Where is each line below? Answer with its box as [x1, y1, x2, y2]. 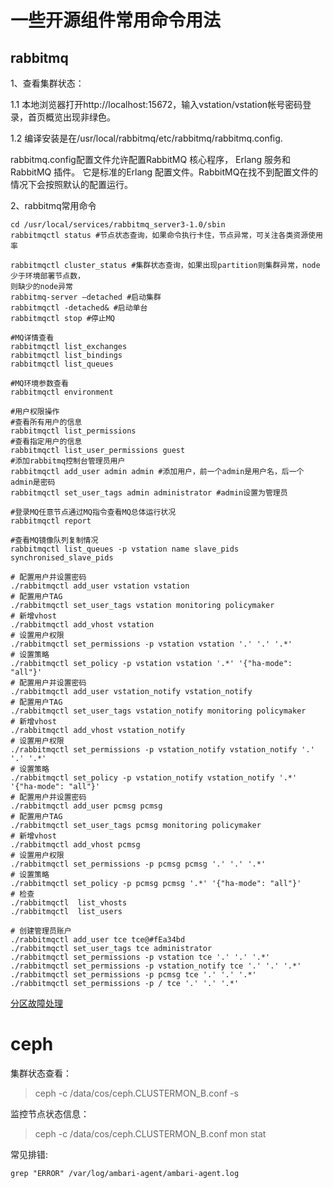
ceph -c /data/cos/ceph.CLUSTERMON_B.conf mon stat [34, 1127, 267, 1140]
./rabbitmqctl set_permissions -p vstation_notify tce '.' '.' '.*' [10, 961, 302, 971]
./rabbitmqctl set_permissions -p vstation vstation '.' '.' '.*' [10, 639, 293, 649]
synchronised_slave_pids [10, 553, 114, 563]
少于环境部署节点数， [10, 271, 85, 281]
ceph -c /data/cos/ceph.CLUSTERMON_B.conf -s [34, 1087, 239, 1099]
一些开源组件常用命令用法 [10, 9, 222, 32]
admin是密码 [10, 477, 56, 487]
